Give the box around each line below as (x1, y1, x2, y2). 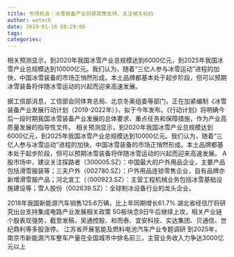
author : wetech (7, 17, 52, 24)
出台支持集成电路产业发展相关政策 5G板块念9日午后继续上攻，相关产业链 (13, 208, 223, 216)
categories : (7, 36, 42, 43)
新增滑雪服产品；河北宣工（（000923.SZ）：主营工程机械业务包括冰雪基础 (7, 176, 217, 184)
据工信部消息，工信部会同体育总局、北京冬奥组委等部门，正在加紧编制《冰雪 (7, 97, 227, 105)
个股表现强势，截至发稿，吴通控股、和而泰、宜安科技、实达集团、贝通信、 (7, 217, 221, 225)
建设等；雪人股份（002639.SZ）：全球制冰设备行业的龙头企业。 (13, 184, 195, 192)
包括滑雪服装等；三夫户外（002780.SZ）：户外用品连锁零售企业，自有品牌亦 (7, 166, 225, 175)
